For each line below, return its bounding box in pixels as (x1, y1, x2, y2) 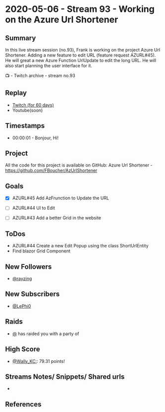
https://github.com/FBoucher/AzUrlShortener (5, 168, 98, 174)
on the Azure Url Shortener (5, 14, 118, 25)
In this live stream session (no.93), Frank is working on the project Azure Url (5, 47, 161, 53)
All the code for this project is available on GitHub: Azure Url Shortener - (5, 162, 153, 168)
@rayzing (12, 276, 32, 282)
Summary (5, 34, 36, 42)
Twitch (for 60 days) (12, 102, 54, 108)
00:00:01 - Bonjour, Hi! (12, 135, 59, 141)
